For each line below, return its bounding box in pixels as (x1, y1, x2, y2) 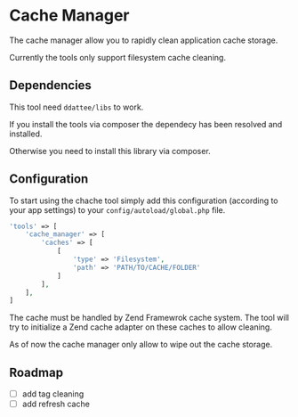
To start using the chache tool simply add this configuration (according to (9, 195, 278, 206)
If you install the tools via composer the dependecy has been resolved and (9, 119, 283, 129)
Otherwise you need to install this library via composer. (9, 145, 211, 156)
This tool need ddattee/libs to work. (9, 102, 144, 112)
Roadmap (9, 364, 64, 380)
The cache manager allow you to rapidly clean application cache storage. (9, 35, 278, 45)
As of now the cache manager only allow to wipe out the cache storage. (9, 339, 273, 350)
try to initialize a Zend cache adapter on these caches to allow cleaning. (9, 322, 273, 332)
